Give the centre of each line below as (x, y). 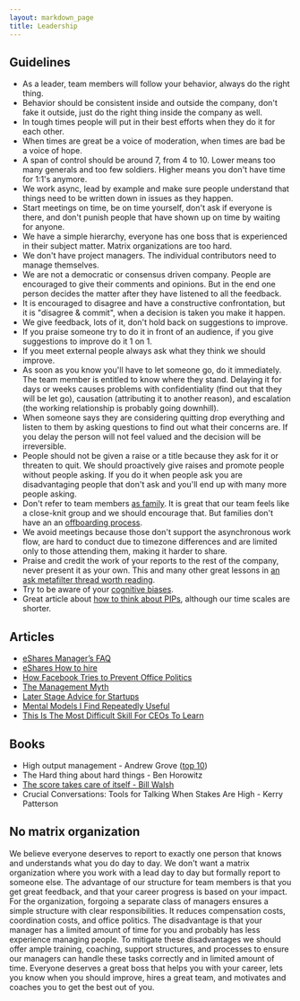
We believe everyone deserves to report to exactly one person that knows (146, 853)
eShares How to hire (60, 668)
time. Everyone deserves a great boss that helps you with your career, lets (146, 968)
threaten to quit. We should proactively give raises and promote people (153, 465)
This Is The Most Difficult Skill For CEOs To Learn (113, 716)
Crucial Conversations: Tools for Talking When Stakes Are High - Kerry (153, 794)
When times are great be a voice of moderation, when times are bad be (154, 141)
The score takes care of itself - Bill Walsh (98, 784)
